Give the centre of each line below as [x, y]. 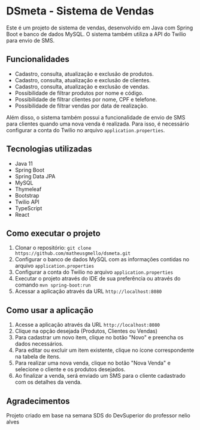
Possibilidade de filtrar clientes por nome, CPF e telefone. [86, 99]
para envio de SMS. [31, 40]
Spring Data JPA [35, 176]
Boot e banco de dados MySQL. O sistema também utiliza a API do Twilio [96, 34]
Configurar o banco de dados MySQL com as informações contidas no [102, 259]
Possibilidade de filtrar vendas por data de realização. [81, 106]
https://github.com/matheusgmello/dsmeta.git [72, 253]
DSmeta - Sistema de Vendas [80, 11]
